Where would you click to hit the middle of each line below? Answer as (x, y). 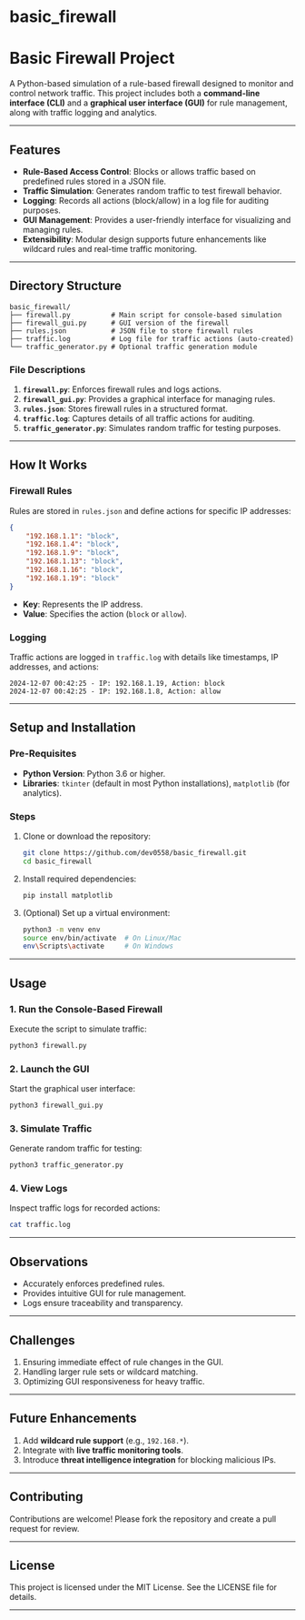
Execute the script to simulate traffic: (78, 1029)
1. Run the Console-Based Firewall (86, 1009)
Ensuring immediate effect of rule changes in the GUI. (123, 1362)
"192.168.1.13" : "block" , (75, 561)
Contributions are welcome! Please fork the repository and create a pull (143, 1519)
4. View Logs (39, 1189)
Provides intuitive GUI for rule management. (104, 1293)
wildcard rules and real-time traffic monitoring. (110, 248)
